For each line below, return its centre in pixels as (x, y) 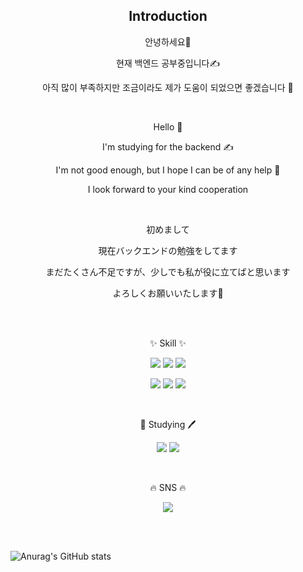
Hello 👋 (168, 126)
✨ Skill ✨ (168, 343)
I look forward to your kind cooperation (168, 189)
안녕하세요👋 (168, 41)
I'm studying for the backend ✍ (167, 146)
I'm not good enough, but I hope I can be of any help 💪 (168, 170)
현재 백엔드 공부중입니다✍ (168, 63)
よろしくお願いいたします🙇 (168, 293)
